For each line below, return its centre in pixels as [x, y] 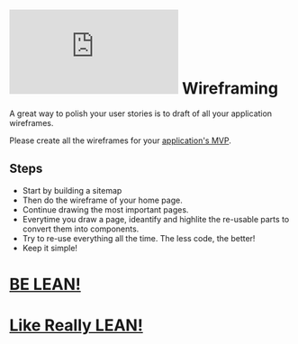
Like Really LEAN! [77, 326]
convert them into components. [81, 229]
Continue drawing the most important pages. [105, 209]
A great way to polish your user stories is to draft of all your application [141, 113]
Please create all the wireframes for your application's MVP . [121, 140]
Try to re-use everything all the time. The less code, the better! [139, 238]
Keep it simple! [50, 248]
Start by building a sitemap [72, 190]
